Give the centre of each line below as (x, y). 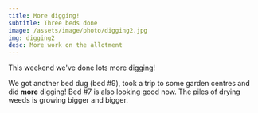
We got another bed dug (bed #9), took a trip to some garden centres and (129, 84)
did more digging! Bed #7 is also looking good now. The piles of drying (124, 92)
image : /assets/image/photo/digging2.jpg (78, 30)
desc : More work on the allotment (66, 45)
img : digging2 (32, 38)
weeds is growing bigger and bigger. (68, 100)
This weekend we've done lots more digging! (82, 68)
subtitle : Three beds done (53, 23)
